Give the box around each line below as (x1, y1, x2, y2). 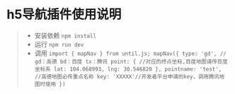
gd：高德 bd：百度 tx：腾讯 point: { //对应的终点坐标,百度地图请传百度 (34, 58, 228, 65)
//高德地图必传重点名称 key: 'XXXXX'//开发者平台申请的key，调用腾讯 (34, 73, 220, 80)
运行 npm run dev (34, 40, 84, 48)
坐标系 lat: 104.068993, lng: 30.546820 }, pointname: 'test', (34, 65, 222, 73)
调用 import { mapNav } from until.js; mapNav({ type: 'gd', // (34, 49, 227, 57)
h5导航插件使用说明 (6, 6, 122, 23)
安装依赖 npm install (34, 31, 97, 40)
